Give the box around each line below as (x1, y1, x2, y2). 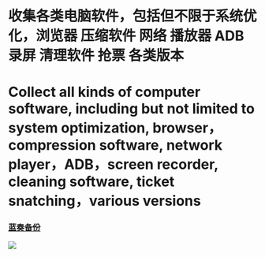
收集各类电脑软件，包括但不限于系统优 (8, 7, 258, 25)
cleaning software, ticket (8, 173, 175, 191)
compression (8, 136, 96, 155)
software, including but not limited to (8, 100, 255, 118)
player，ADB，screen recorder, (8, 155, 218, 173)
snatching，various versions (8, 192, 201, 210)
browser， (152, 119, 222, 137)
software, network (99, 136, 223, 155)
